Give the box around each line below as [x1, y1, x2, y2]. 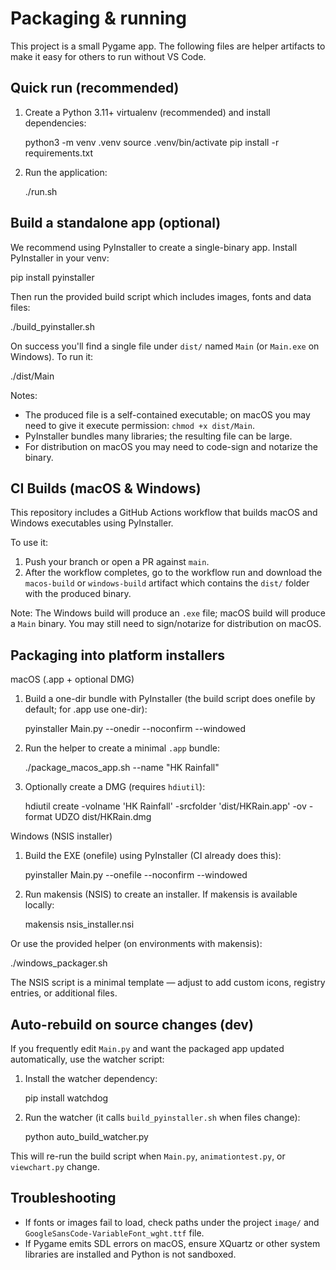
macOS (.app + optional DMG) [10, 673, 135, 686]
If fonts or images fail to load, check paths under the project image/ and [24, 1216, 320, 1228]
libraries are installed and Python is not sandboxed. [24, 1248, 237, 1260]
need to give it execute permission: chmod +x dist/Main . [24, 419, 256, 431]
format [24, 811, 53, 823]
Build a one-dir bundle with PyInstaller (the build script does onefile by [24, 693, 316, 705]
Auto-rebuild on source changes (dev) [10, 1016, 254, 1033]
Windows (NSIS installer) [10, 830, 113, 842]
